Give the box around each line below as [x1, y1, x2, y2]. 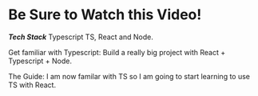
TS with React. [8, 80, 57, 90]
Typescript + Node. [8, 56, 72, 66]
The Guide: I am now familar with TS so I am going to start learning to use [8, 71, 250, 81]
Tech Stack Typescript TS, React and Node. [8, 32, 153, 42]
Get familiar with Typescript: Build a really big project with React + [8, 47, 226, 57]
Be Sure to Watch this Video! [8, 6, 202, 24]
